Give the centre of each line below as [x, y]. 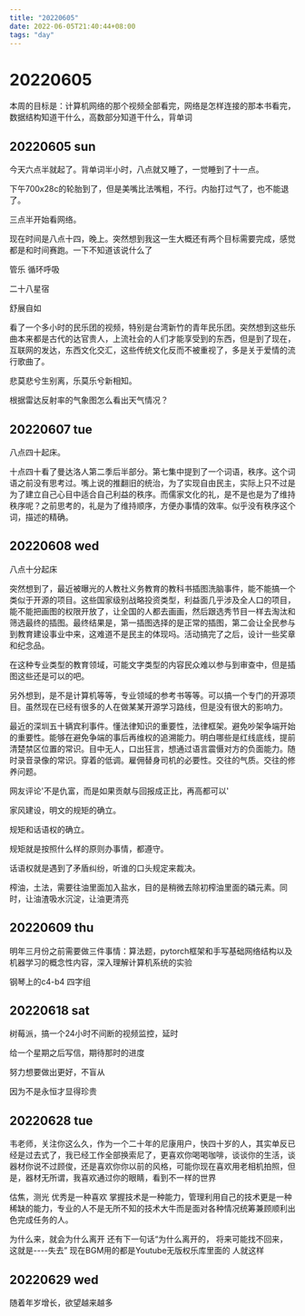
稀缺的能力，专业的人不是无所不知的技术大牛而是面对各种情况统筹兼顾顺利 [148, 1209]
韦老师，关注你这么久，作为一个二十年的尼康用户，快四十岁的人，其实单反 [148, 1144]
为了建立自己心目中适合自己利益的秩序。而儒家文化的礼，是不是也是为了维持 [152, 494]
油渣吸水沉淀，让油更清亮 [81, 898]
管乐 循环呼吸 [34, 270]
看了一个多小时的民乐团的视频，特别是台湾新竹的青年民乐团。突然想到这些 [148, 327]
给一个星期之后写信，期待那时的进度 [77, 1053]
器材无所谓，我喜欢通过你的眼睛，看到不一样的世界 [120, 1178]
